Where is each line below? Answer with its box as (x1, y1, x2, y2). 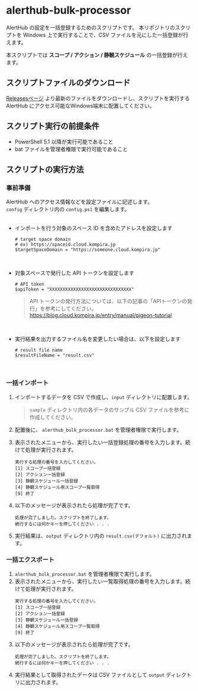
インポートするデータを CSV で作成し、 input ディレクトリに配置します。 (14, 393, 193, 400)
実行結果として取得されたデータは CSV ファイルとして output (14, 671, 165, 678)
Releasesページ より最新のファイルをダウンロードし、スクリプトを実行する (6, 94, 190, 101)
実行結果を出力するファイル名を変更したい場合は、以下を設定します (14, 336, 181, 343)
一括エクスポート (6, 556, 55, 564)
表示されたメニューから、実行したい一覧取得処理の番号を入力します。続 (14, 578, 191, 585)
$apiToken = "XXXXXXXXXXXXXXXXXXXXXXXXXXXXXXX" (14, 286, 134, 292)
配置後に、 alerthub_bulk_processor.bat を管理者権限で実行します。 (14, 426, 182, 433)
